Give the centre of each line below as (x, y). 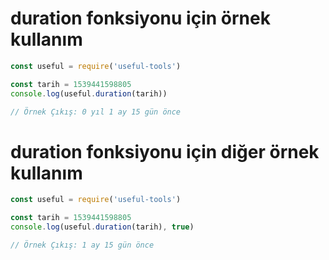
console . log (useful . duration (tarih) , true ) (102, 227)
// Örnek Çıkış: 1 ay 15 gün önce (82, 245)
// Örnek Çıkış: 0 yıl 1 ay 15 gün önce (96, 112)
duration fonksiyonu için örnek (140, 18)
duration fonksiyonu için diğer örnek (165, 151)
